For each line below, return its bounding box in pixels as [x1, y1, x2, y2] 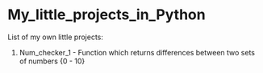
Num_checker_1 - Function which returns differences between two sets [19, 47, 256, 57]
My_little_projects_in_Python [7, 6, 207, 24]
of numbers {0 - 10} [19, 56, 86, 66]
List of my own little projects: [7, 32, 104, 42]
